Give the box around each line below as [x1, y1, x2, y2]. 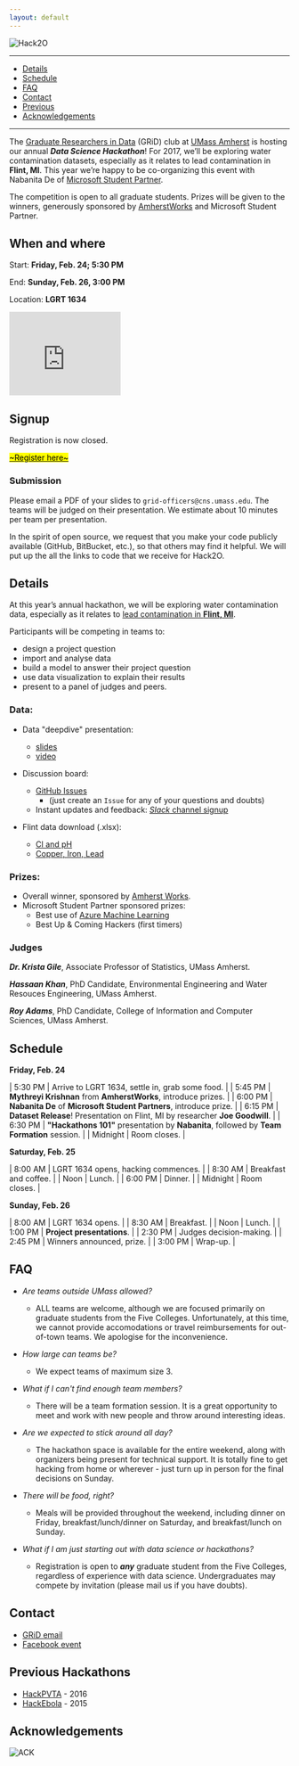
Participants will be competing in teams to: [9, 626, 166, 637]
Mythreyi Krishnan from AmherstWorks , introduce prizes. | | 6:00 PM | [9, 1091, 273, 1102]
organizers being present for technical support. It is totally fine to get [35, 1454, 288, 1465]
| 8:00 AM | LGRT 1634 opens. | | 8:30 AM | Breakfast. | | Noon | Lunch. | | [9, 1218, 280, 1228]
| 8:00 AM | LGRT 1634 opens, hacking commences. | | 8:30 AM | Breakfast [9, 1164, 287, 1175]
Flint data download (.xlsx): [21, 821, 122, 832]
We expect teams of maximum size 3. [35, 1366, 174, 1376]
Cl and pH [35, 839, 73, 850]
